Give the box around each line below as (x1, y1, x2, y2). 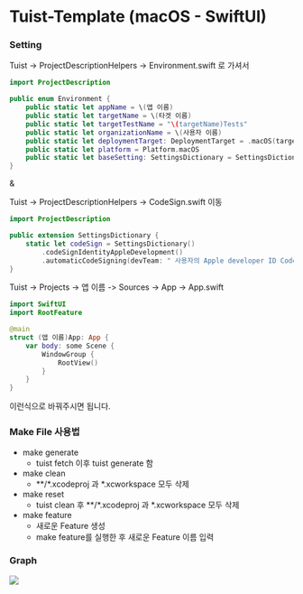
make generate (22, 447, 79, 458)
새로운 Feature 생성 (35, 520, 106, 531)
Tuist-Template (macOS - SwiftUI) (9, 6, 268, 27)
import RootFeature (9, 309, 83, 318)
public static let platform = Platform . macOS (25, 144, 200, 154)
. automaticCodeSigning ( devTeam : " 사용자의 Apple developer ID (41, 255, 277, 265)
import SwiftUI (9, 300, 67, 309)
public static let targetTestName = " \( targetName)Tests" (25, 119, 248, 128)
